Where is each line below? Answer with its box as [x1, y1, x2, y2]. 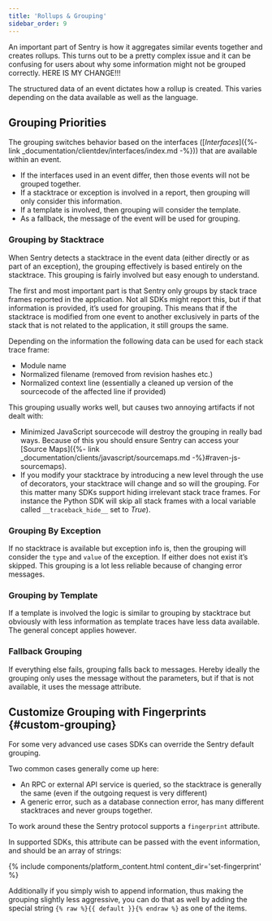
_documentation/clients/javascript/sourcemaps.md [19, 453, 191, 463]
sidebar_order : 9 [8, 20, 67, 28]
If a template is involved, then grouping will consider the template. [19, 205, 241, 215]
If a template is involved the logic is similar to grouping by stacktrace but [8, 608, 251, 618]
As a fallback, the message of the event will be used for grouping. [19, 213, 241, 224]
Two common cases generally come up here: [8, 764, 160, 774]
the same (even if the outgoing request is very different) [19, 788, 208, 798]
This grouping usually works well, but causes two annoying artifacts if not [8, 402, 255, 412]
